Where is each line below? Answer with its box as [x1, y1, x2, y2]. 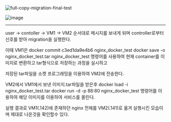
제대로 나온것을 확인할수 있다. [10, 111, 70, 117]
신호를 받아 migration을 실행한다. [5, 36, 71, 42]
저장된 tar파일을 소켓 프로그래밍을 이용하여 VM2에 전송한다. [5, 71, 124, 76]
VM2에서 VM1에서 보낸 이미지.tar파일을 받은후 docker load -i [5, 81, 128, 87]
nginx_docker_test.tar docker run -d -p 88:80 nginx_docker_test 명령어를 [5, 88, 157, 94]
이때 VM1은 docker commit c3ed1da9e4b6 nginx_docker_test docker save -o [5, 47, 165, 53]
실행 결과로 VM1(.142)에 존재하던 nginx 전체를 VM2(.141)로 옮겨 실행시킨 [5, 105, 150, 111]
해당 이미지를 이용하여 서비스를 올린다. [18, 94, 95, 100]
